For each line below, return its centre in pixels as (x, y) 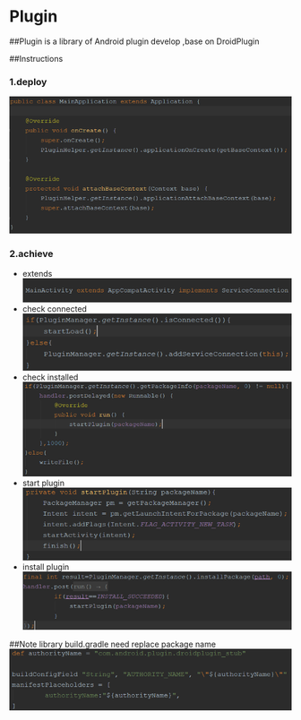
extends (37, 273)
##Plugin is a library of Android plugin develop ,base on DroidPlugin (134, 41)
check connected (55, 309)
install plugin (46, 567)
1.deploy (28, 81)
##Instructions (36, 58)
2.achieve (31, 254)
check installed (50, 377)
